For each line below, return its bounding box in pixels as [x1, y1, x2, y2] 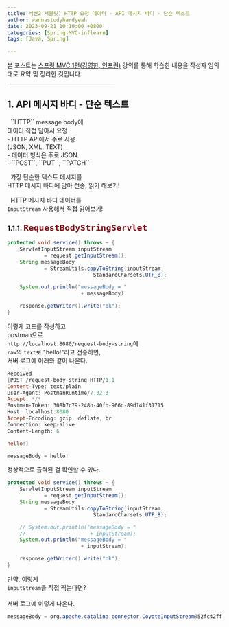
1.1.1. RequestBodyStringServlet [7, 222, 147, 233]
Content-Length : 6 [7, 427, 60, 435]
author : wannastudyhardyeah [7, 16, 88, 23]
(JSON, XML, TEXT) [7, 142, 63, 151]
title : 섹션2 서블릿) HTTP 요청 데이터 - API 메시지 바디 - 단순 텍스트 [7, 10, 191, 17]
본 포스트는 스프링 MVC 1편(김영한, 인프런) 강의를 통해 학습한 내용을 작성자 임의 [7, 61, 219, 69]
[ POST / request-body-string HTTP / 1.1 [7, 376, 115, 383]
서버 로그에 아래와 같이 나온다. [7, 356, 88, 365]
